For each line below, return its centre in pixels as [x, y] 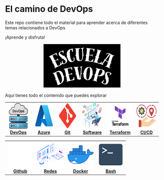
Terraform [120, 133]
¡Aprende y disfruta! [25, 37]
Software [92, 133]
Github [20, 171]
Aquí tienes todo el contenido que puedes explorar [56, 95]
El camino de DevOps [49, 9]
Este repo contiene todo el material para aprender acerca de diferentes [76, 22]
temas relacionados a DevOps [35, 27]
